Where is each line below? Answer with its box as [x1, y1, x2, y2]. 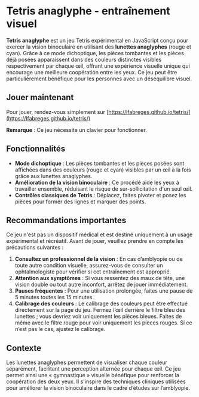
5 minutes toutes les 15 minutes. [14, 294, 94, 301]
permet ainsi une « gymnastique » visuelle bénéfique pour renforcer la [6, 372, 179, 379]
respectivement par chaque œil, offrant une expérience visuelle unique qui [6, 62, 190, 70]
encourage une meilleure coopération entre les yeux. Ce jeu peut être [6, 68, 177, 76]
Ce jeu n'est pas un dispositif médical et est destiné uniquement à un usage [6, 231, 193, 238]
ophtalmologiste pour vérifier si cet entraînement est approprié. [14, 268, 172, 275]
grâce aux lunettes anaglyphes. [14, 172, 93, 179]
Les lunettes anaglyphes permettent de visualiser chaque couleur [6, 359, 167, 366]
